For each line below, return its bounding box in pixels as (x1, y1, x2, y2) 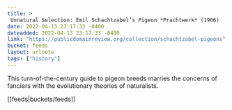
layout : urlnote (7, 49, 54, 56)
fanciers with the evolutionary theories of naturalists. (7, 81, 159, 90)
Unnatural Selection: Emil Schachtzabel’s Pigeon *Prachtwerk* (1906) (10, 17, 219, 24)
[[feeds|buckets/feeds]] (7, 95, 76, 103)
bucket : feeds (7, 42, 49, 49)
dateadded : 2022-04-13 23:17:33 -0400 (7, 29, 120, 37)
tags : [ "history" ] (7, 55, 61, 62)
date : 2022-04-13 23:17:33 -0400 (7, 23, 105, 30)
